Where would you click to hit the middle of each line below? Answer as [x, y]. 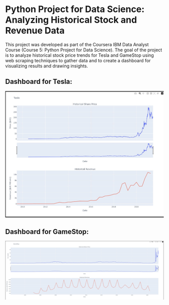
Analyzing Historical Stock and [71, 20]
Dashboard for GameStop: [47, 231]
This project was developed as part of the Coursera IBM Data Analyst [77, 44]
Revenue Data [35, 31]
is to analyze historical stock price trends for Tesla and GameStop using [80, 55]
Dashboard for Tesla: [39, 82]
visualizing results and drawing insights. [47, 66]
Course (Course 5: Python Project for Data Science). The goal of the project [84, 50]
